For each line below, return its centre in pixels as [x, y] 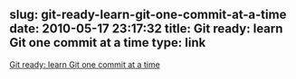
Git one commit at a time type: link [108, 43]
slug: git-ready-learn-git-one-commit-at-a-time [148, 15]
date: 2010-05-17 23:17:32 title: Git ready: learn [146, 29]
